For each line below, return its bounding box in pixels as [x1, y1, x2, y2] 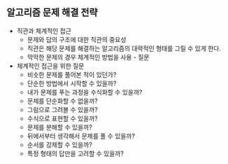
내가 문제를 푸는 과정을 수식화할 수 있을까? [27, 88, 143, 96]
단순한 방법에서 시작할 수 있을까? [27, 79, 117, 88]
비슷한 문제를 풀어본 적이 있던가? [27, 70, 117, 78]
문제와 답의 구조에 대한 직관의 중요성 [27, 35, 127, 43]
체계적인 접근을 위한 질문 [16, 62, 85, 70]
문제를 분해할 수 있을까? [27, 123, 92, 131]
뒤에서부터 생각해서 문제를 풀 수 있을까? [27, 132, 136, 140]
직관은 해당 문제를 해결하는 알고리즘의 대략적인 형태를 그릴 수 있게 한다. [27, 44, 222, 53]
